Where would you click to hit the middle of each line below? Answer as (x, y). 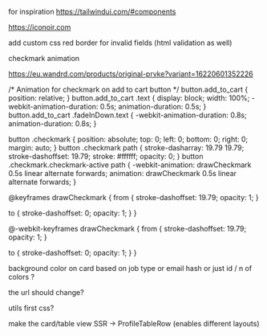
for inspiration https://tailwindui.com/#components (92, 12)
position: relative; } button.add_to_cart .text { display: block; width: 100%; (129, 98)
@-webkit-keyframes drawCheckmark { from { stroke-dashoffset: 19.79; (127, 229)
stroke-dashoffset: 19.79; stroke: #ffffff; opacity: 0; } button (106, 156)
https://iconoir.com (40, 27)
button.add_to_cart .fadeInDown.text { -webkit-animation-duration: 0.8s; (127, 115)
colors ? (21, 277)
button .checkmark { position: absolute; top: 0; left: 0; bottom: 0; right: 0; (128, 139)
